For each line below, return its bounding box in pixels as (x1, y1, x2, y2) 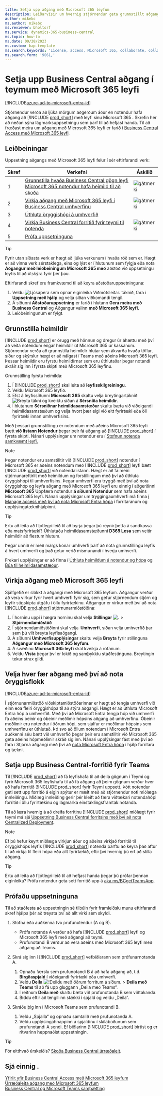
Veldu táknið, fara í (12, 290, 147, 296)
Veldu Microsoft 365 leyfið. (12, 387, 66, 393)
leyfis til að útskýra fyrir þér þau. (5, 271, 70, 277)
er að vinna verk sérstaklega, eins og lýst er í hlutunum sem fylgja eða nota (5, 260, 155, 266)
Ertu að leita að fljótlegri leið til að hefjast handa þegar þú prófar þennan (5, 873, 149, 878)
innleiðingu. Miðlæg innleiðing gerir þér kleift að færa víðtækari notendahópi (5, 795, 157, 800)
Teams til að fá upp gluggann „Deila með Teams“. (19, 984, 118, 990)
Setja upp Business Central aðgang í (5, 74, 154, 84)
